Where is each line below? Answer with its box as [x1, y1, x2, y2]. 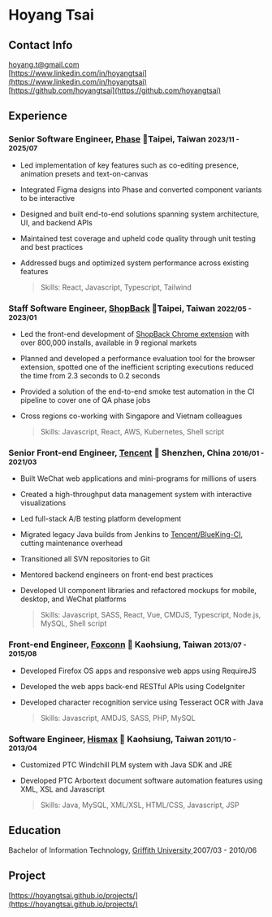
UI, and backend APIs [19, 217, 93, 227]
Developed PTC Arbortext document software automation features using [19, 775, 263, 785]
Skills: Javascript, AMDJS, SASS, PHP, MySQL [40, 713, 196, 723]
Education [8, 823, 62, 837]
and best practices [19, 242, 84, 251]
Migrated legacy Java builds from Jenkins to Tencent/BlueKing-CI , [19, 530, 244, 539]
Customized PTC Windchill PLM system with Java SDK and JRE [19, 759, 233, 770]
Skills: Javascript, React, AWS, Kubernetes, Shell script [40, 426, 225, 436]
